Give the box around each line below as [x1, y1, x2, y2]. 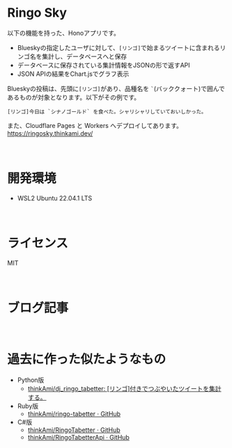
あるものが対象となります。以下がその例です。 [7, 93, 141, 102]
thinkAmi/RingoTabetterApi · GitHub [27, 433, 130, 441]
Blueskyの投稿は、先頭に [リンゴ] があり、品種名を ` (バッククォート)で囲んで [7, 84, 225, 93]
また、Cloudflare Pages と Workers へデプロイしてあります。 [7, 121, 183, 129]
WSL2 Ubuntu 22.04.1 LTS [17, 193, 93, 202]
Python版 [17, 376, 45, 384]
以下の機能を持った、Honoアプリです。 [7, 29, 121, 37]
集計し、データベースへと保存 [41, 52, 127, 61]
